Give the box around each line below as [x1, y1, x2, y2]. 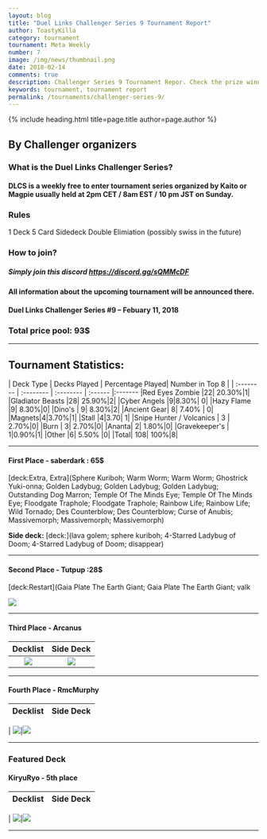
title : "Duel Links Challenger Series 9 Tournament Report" [8, 19, 212, 27]
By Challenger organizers [8, 137, 137, 151]
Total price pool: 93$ [8, 325, 91, 336]
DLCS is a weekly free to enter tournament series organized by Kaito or [8, 181, 247, 191]
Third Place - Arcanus [8, 623, 82, 632]
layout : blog [8, 11, 52, 20]
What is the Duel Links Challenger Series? [8, 161, 173, 172]
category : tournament [8, 33, 80, 42]
